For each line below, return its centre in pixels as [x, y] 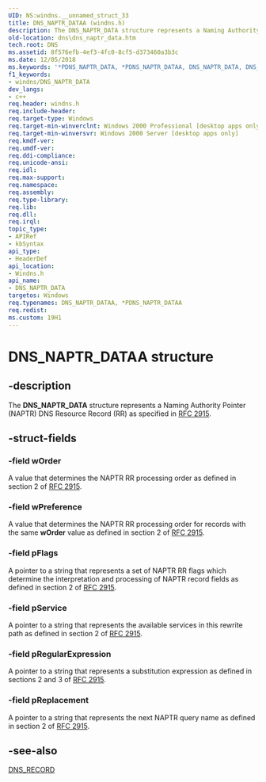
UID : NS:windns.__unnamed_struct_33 [68, 15]
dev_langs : [26, 89]
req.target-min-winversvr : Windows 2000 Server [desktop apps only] [123, 133]
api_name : [25, 281]
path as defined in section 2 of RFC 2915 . [75, 634]
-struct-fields [42, 438]
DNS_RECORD [32, 770]
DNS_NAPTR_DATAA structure [111, 357]
